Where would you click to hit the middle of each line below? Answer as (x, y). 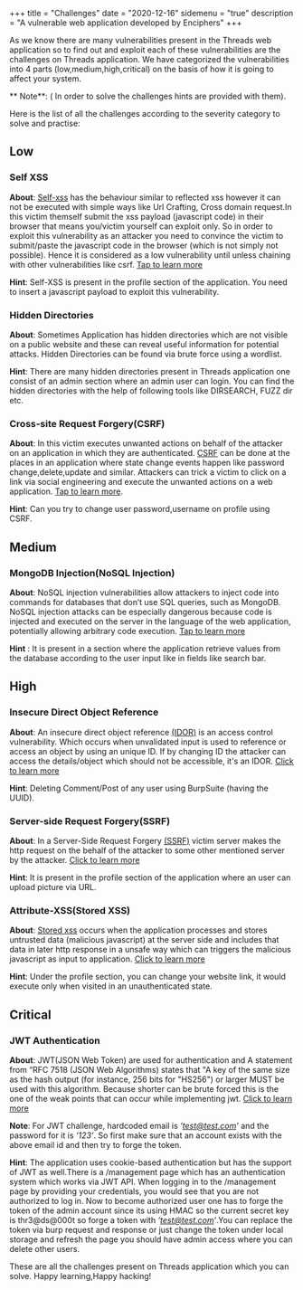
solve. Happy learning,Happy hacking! (80, 1276)
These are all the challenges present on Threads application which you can (149, 1266)
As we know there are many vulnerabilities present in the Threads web (141, 40)
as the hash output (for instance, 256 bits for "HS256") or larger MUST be (147, 1079)
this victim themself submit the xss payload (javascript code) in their (137, 216)
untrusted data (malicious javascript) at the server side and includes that (144, 940)
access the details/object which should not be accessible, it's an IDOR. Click (151, 761)
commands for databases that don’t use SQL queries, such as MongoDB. (145, 602)
